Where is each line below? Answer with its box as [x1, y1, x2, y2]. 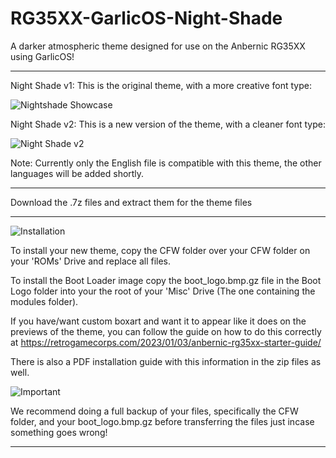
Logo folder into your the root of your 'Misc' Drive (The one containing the [10, 285, 316, 297]
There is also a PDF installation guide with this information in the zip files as [10, 355, 322, 367]
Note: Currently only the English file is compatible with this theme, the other [10, 157, 322, 169]
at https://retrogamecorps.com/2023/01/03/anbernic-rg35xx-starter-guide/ [10, 336, 322, 348]
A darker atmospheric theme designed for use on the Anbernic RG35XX [10, 40, 306, 52]
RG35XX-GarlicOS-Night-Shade [10, 7, 283, 30]
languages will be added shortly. [10, 167, 145, 179]
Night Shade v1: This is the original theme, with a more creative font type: [10, 79, 312, 91]
